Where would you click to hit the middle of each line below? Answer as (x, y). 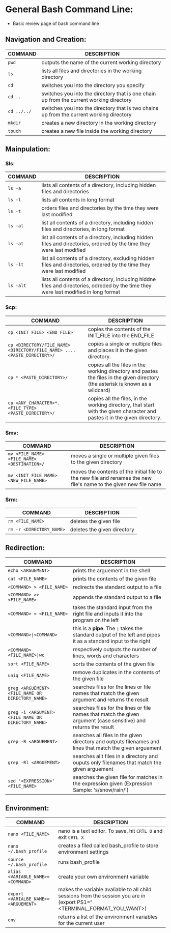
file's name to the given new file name (116, 484)
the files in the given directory (123, 377)
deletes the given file (95, 521)
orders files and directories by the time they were (100, 208)
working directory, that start (121, 404)
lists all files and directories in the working (92, 71)
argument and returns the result (111, 699)
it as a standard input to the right (112, 641)
